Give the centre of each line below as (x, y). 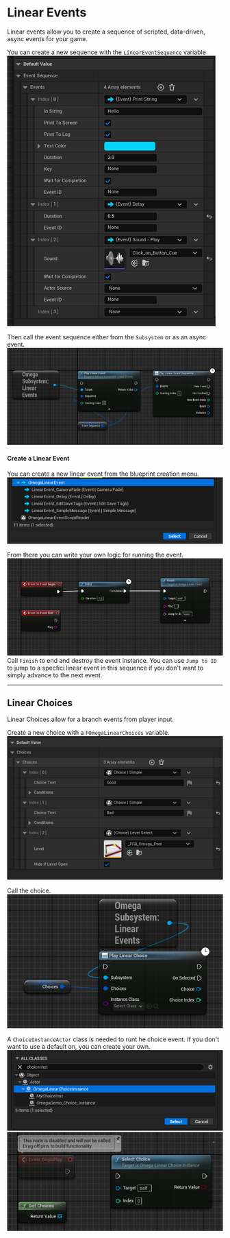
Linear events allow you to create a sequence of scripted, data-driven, (106, 32)
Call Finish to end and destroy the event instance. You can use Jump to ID (112, 660)
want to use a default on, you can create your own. (79, 1046)
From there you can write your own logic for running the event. (95, 555)
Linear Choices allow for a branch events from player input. (91, 719)
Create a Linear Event (38, 459)
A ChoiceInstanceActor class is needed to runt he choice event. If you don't (113, 1039)
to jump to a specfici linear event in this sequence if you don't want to (105, 668)
